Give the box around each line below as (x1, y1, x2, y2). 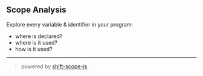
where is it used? (14, 39, 58, 46)
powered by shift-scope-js (21, 63, 88, 70)
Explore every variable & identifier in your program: (6, 21, 134, 28)
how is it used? (14, 45, 53, 52)
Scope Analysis (6, 5, 66, 15)
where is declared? (14, 33, 63, 40)
